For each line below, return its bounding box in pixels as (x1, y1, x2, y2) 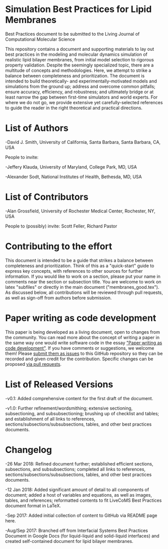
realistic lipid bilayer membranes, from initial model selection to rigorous (5, 56, 154, 62)
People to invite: (5, 154, 39, 160)
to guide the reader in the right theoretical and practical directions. (5, 105, 143, 111)
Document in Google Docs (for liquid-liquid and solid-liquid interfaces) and (5, 532, 159, 539)
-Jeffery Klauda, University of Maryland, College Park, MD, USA (5, 164, 137, 170)
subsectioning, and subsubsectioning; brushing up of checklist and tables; (5, 410, 159, 416)
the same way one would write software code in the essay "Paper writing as (5, 340, 162, 346)
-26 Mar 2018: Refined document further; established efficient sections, (5, 460, 153, 466)
